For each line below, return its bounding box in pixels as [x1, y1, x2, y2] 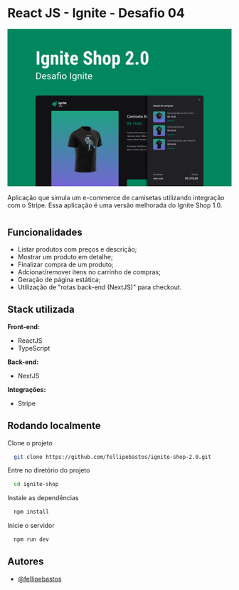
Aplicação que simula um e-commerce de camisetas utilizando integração [7, 194, 225, 202]
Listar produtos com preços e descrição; [17, 244, 137, 254]
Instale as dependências [7, 494, 79, 502]
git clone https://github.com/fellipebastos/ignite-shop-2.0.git [14, 453, 212, 460]
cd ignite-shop [14, 481, 59, 488]
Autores [7, 556, 44, 568]
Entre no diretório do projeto [7, 466, 90, 475]
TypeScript [17, 343, 51, 352]
